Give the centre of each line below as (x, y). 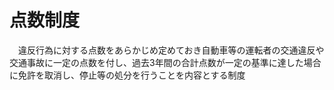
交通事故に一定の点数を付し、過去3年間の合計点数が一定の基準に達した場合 (165, 62)
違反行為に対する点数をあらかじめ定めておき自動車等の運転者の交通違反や (171, 50)
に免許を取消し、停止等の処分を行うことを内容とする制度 (127, 75)
